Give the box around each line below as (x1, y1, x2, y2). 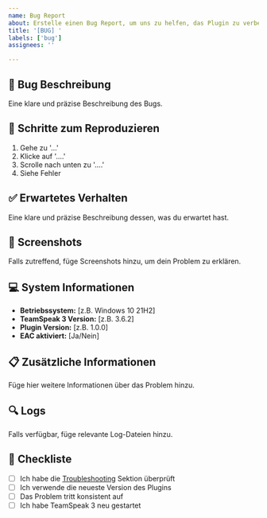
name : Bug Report (8, 11, 66, 20)
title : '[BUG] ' (8, 26, 62, 34)
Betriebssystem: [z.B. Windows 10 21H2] (19, 306, 156, 315)
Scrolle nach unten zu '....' (19, 160, 105, 169)
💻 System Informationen (8, 280, 135, 294)
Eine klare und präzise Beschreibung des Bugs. (8, 99, 163, 108)
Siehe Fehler (19, 168, 61, 177)
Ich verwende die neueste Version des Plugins (19, 482, 172, 492)
